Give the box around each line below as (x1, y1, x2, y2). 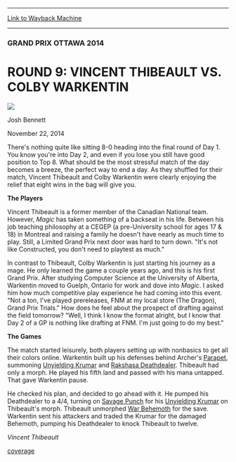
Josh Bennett (7, 115, 46, 124)
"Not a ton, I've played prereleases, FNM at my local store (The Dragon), (7, 296, 217, 304)
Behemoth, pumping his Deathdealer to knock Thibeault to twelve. (7, 419, 199, 427)
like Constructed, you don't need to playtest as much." (7, 244, 165, 254)
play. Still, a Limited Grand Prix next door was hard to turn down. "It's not (7, 237, 218, 246)
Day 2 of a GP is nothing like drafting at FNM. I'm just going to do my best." (7, 318, 224, 327)
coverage (7, 447, 35, 455)
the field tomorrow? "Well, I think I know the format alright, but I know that (7, 311, 221, 319)
